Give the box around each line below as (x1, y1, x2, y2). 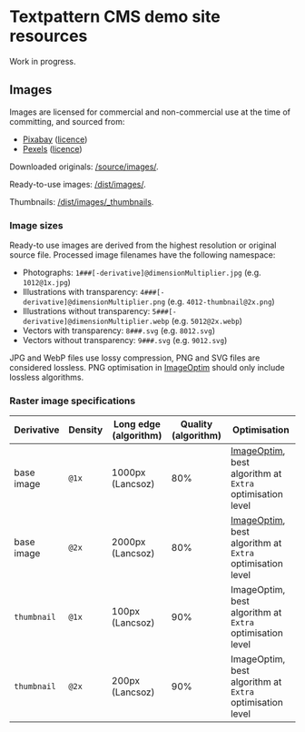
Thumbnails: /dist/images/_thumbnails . (9, 196, 154, 207)
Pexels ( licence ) (22, 143, 84, 154)
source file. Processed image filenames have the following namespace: (9, 249, 276, 260)
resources (9, 25, 88, 46)
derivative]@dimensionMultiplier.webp (22, 317, 170, 327)
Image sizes (9, 219, 64, 231)
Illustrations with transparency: (22, 287, 139, 298)
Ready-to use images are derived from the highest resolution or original (9, 239, 277, 251)
